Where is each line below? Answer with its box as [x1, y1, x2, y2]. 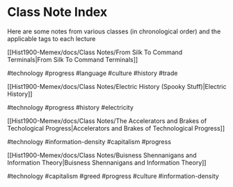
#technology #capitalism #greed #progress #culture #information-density [7, 172, 219, 180]
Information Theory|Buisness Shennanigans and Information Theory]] [7, 158, 207, 167]
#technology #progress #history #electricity [7, 103, 134, 111]
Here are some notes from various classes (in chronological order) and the [7, 27, 221, 35]
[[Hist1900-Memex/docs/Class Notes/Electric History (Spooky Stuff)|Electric [7, 82, 227, 90]
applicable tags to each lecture [7, 34, 96, 42]
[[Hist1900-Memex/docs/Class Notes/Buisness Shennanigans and [7, 151, 197, 159]
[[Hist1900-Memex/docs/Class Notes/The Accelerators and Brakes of [7, 116, 207, 125]
